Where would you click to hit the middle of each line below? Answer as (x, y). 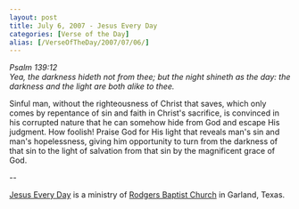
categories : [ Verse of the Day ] (69, 34)
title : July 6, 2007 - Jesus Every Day (83, 26)
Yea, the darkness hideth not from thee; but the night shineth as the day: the (150, 77)
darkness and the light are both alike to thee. (92, 86)
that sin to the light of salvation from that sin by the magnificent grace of (142, 151)
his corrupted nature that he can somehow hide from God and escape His (145, 123)
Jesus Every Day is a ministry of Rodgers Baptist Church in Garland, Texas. (147, 195)
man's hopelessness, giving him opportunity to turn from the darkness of (144, 141)
